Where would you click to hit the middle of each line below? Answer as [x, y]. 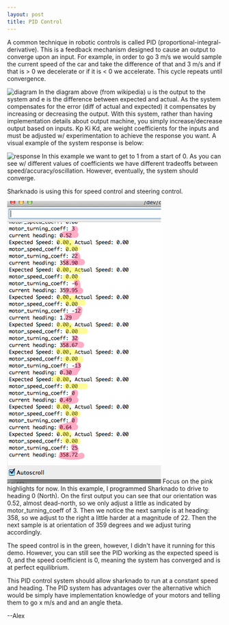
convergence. [27, 78]
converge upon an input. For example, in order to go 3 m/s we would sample [114, 57]
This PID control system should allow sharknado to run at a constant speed [113, 580]
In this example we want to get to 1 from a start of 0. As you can [132, 156]
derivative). [23, 49]
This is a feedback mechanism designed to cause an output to [128, 49]
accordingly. [25, 532]
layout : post [26, 14]
